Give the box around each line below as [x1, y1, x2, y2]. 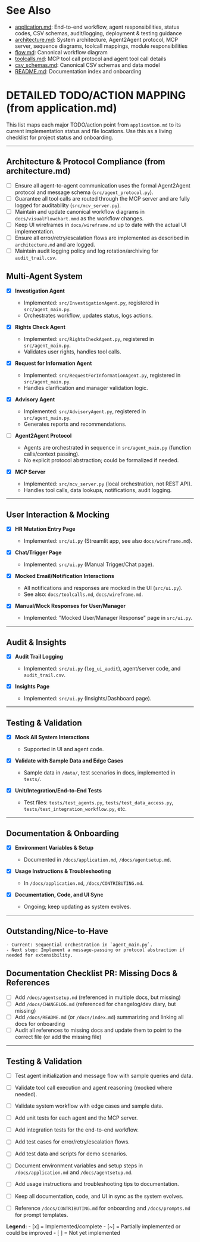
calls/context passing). [23, 450, 80, 457]
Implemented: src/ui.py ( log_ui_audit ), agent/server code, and [23, 665, 181, 672]
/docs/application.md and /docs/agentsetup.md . [14, 1169, 133, 1176]
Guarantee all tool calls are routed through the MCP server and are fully [14, 195, 190, 202]
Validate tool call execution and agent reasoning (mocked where [14, 1084, 173, 1091]
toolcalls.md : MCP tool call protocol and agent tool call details [14, 55, 167, 62]
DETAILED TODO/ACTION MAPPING [6, 89, 186, 102]
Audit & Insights [6, 637, 67, 647]
